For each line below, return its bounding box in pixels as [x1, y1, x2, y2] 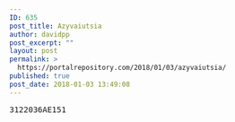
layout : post [9, 47, 58, 56]
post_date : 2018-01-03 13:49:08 [9, 80, 130, 89]
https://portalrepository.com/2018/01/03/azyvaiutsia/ [17, 64, 227, 73]
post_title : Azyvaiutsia [9, 22, 102, 30]
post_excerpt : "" [9, 38, 74, 48]
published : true [9, 72, 70, 81]
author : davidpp [9, 30, 70, 39]
